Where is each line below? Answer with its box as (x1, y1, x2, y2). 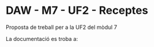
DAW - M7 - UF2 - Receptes (6, 4, 148, 17)
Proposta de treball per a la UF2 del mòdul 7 (6, 23, 117, 31)
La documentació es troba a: (6, 35, 78, 42)
